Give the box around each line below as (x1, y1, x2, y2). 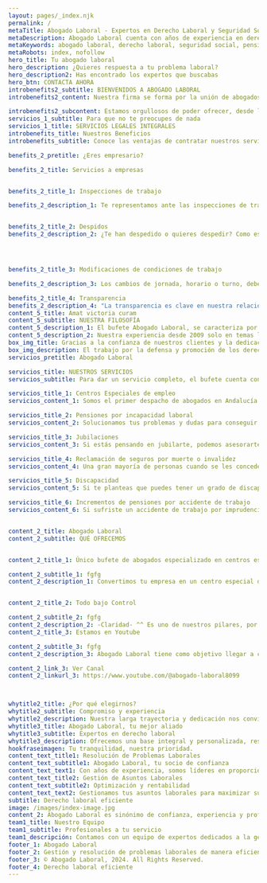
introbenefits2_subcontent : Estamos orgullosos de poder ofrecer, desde (8, 107, 254, 115)
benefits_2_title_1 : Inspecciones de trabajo (8, 187, 161, 195)
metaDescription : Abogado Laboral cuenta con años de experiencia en (8, 33, 244, 42)
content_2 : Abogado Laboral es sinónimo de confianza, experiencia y (8, 811, 244, 819)
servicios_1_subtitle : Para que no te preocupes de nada (8, 115, 201, 123)
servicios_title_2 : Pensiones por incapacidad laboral (8, 412, 194, 420)
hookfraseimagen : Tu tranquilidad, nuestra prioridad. (8, 744, 194, 752)
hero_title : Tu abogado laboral (8, 57, 115, 64)
